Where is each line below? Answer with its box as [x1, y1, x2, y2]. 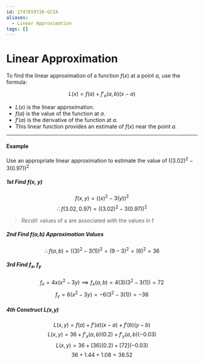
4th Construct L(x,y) [6, 306, 59, 313]
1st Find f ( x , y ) [6, 178, 43, 186]
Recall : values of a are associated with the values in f [21, 217, 154, 224]
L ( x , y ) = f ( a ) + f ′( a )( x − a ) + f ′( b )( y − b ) [53, 321, 151, 328]
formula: [6, 78, 27, 86]
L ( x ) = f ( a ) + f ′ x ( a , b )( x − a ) [69, 90, 135, 99]
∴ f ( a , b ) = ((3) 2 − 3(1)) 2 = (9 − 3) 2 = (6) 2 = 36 [44, 246, 160, 254]
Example [6, 142, 29, 149]
